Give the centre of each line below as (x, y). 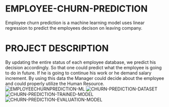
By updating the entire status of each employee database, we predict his (81, 62)
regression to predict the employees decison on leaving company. (74, 28)
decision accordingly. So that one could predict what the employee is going (83, 67)
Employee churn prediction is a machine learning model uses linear (75, 23)
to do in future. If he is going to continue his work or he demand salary (78, 73)
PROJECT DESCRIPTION (57, 48)
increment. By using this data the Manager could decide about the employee (85, 78)
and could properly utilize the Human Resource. (55, 83)
